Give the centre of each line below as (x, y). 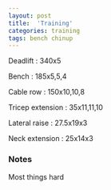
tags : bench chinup (41, 38)
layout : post (30, 16)
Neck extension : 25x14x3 (51, 139)
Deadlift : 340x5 (35, 61)
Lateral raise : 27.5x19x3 (48, 123)
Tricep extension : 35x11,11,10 (56, 107)
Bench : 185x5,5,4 (38, 76)
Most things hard (36, 176)
